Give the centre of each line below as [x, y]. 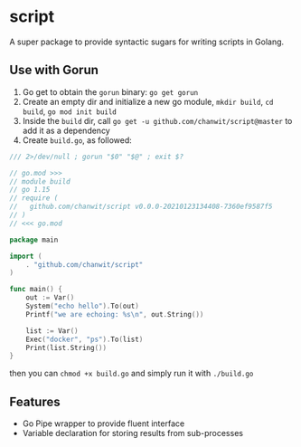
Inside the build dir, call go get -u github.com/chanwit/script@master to [157, 120]
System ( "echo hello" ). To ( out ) [83, 306]
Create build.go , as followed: [77, 140]
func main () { [36, 290]
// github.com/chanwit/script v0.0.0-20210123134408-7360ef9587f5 [141, 207]
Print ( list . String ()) [66, 347]
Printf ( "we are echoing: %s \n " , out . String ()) [115, 314]
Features [35, 401]
